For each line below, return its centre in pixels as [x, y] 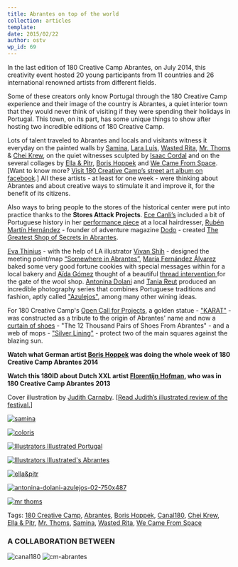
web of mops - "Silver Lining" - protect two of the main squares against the [118, 333]
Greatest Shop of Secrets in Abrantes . [63, 237]
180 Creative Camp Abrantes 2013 [59, 383]
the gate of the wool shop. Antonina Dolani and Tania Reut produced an [112, 281]
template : [22, 27]
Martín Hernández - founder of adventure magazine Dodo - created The [113, 230]
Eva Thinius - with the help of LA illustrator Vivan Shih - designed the [108, 251]
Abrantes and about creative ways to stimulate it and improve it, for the [111, 186]
